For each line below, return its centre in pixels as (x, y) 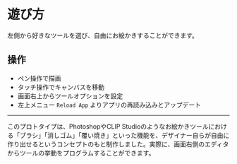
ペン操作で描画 (39, 78)
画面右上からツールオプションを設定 (70, 95)
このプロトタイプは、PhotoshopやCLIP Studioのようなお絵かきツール (108, 126)
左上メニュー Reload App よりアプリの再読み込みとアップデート (109, 105)
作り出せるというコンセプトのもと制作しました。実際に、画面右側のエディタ (118, 144)
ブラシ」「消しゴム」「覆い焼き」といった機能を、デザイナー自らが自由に (124, 135)
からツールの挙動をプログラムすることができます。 (81, 153)
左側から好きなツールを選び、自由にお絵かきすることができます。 (103, 35)
